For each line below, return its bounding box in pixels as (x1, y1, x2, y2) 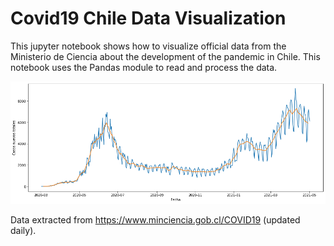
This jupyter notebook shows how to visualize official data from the (10, 40, 287, 52)
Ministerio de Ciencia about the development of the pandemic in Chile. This (10, 50, 321, 62)
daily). (10, 225, 37, 237)
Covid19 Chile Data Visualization (10, 7, 287, 30)
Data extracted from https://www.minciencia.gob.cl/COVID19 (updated (10, 214, 301, 226)
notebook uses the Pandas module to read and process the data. (10, 61, 278, 73)
